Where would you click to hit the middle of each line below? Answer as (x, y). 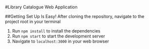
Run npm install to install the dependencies (56, 31)
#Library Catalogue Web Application (41, 7)
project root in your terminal (33, 22)
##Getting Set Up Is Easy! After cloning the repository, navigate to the (75, 16)
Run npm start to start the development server (58, 36)
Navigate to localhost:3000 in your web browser (60, 41)
